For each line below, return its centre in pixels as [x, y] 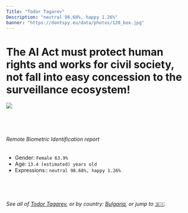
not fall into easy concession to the [94, 77]
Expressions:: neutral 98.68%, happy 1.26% [68, 170]
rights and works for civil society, [90, 64]
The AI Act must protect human [85, 52]
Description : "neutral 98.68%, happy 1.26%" [62, 17]
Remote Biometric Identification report [53, 139]
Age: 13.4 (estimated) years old [56, 164]
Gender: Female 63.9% [41, 157]
